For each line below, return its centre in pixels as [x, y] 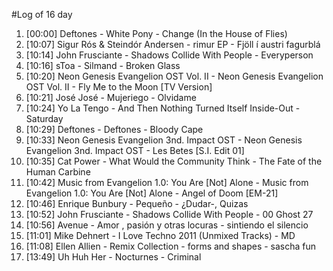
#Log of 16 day [42, 14]
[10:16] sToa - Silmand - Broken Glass [103, 65]
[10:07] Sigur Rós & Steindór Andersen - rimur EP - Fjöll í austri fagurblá [173, 44]
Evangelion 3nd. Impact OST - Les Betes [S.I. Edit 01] [135, 150]
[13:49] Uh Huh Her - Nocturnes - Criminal [113, 257]
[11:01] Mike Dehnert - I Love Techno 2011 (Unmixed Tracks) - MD [160, 235]
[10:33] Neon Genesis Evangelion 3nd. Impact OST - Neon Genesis [164, 140]
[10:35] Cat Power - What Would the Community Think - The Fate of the [174, 161]
